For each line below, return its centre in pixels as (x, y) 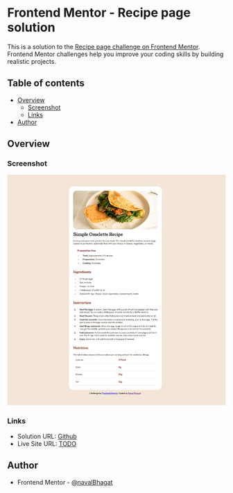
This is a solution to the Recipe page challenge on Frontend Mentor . (104, 46)
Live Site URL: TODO (47, 443)
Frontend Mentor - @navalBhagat (65, 482)
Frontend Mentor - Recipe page (99, 13)
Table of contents (46, 84)
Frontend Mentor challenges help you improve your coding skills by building (115, 54)
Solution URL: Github (47, 436)
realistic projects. (32, 61)
